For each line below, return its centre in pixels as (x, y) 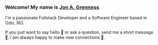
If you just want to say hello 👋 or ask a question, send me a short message (79, 32)
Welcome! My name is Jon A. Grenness (52, 7)
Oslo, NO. (15, 23)
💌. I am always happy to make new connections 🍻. (55, 37)
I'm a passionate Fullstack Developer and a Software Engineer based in (76, 18)
